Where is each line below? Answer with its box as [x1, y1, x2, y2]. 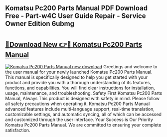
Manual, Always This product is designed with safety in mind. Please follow [5, 96, 160, 101]
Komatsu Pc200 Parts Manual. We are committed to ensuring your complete [5, 122, 162, 128]
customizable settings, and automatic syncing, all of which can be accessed [5, 112, 162, 117]
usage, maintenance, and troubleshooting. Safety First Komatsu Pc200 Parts [5, 90, 163, 96]
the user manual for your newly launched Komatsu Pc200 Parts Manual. [5, 69, 153, 75]
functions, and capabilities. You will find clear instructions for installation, [5, 85, 156, 91]
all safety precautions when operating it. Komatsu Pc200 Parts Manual [5, 101, 150, 107]
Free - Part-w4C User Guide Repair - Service [5, 12, 146, 20]
